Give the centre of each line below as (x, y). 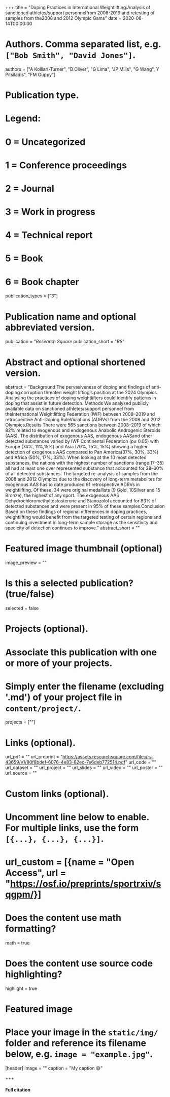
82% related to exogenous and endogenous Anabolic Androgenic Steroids (83, 430)
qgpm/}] (23, 894)
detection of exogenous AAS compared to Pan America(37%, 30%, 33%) (82, 452)
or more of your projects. (59, 663)
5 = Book (24, 258)
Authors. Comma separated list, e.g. (83, 44)
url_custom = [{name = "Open (70, 862)
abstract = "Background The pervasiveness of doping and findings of (78, 387)
